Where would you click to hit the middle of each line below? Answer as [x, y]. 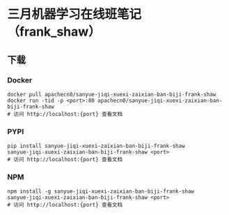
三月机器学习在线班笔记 [74, 14]
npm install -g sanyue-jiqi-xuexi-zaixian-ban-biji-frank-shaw [101, 192]
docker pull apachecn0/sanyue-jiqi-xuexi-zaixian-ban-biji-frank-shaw [112, 94]
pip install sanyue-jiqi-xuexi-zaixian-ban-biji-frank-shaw [96, 146]
